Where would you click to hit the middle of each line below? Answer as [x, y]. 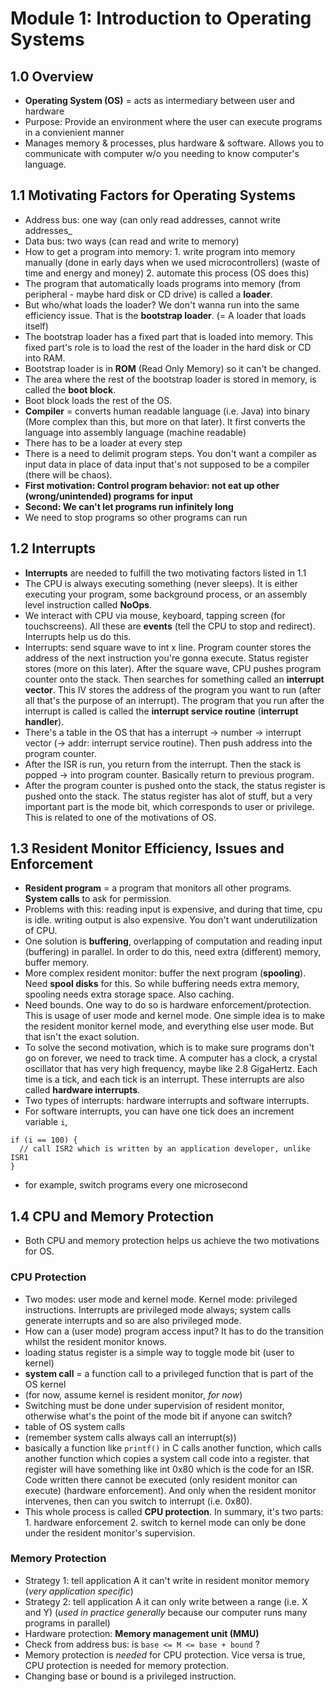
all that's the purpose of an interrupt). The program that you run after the [174, 700]
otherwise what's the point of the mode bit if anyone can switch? [158, 1416]
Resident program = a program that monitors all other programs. [158, 888]
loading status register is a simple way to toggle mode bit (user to [159, 1352]
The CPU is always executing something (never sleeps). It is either [161, 583]
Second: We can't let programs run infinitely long [129, 506]
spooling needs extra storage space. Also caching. [129, 994]
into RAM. [45, 358]
